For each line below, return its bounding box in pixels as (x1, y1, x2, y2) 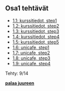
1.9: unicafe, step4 (12, 60, 51, 66)
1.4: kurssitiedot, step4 (12, 33, 60, 39)
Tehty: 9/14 (5, 70, 28, 76)
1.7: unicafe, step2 (12, 50, 50, 56)
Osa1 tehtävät (5, 4, 49, 13)
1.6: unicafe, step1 (12, 44, 49, 50)
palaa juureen (5, 80, 34, 86)
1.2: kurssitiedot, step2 (12, 23, 59, 29)
